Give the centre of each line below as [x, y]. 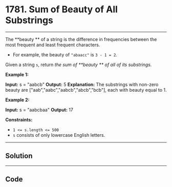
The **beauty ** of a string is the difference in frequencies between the [81, 39]
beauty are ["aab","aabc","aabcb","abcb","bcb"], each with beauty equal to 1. [86, 90]
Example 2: [17, 100]
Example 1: [17, 74]
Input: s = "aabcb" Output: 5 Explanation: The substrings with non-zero [82, 84]
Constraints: [19, 119]
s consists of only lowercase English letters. [59, 135]
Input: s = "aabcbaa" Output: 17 [39, 110]
